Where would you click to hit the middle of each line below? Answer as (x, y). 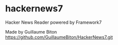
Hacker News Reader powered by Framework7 (53, 22)
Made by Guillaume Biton (31, 32)
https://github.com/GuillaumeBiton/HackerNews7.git (59, 37)
